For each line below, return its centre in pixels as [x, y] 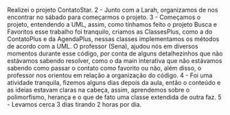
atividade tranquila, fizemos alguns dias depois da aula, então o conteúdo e [114, 82]
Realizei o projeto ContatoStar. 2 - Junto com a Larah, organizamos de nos [113, 10]
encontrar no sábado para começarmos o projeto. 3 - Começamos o [104, 17]
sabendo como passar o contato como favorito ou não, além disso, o [104, 68]
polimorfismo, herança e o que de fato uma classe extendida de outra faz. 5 [114, 97]
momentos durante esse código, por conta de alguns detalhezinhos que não [115, 53]
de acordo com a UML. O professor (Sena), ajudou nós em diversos [103, 46]
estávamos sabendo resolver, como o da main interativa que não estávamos [115, 61]
